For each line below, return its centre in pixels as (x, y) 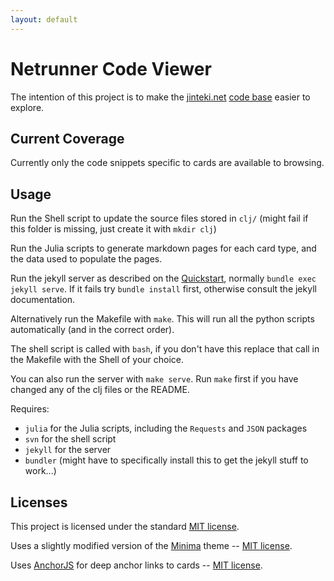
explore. (27, 107)
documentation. (43, 300)
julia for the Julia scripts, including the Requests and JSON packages (166, 428)
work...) (40, 471)
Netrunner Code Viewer (111, 68)
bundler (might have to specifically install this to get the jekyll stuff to (166, 460)
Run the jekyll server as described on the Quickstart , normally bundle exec (163, 278)
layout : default (44, 19)
